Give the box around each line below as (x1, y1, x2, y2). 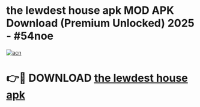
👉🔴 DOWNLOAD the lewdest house (6, 72, 188, 85)
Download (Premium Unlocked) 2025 (6, 16, 195, 30)
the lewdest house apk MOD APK (6, 4, 174, 17)
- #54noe (6, 29, 54, 43)
